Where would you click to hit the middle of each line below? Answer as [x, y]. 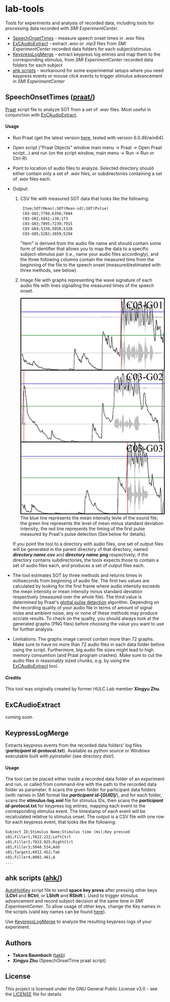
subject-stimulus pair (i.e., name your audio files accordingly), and [89, 254]
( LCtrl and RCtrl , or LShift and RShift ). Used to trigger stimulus [72, 895]
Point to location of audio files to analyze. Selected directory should [83, 168]
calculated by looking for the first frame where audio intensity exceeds [86, 586]
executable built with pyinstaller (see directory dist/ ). [60, 756]
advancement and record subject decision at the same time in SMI [74, 901]
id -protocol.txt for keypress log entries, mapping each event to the [75, 806]
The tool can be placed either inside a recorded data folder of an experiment [85, 779]
